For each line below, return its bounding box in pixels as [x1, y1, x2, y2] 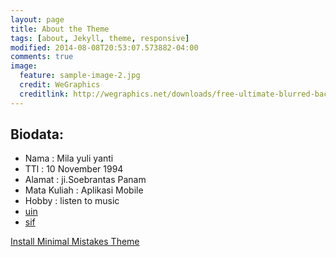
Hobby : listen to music [24, 195, 120, 207]
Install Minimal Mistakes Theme [10, 236, 140, 248]
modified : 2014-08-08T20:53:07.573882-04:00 [10, 42, 199, 53]
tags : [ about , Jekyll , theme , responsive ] [10, 33, 190, 43]
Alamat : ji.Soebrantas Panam [24, 174, 147, 186]
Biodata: [10, 126, 64, 143]
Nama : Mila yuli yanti [24, 152, 114, 165]
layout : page [10, 14, 65, 25]
